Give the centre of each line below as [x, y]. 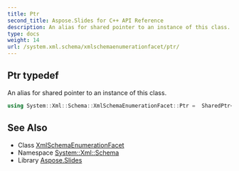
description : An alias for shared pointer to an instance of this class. [119, 27]
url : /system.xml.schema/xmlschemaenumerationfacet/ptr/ [94, 47]
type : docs [23, 34]
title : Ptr [23, 14]
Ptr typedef [33, 76]
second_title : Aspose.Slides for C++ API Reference [85, 21]
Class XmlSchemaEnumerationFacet [71, 145]
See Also [27, 128]
